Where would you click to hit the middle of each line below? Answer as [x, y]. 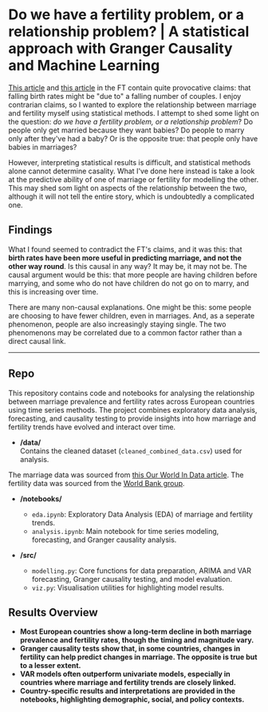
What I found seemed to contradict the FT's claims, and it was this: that [125, 249]
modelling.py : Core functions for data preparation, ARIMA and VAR [141, 570]
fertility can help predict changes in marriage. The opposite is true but [138, 657]
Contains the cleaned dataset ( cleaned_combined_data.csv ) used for [131, 451]
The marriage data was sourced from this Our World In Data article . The [126, 475]
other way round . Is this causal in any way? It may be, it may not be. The [128, 266]
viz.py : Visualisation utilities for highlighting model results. [128, 587]
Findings [31, 230]
